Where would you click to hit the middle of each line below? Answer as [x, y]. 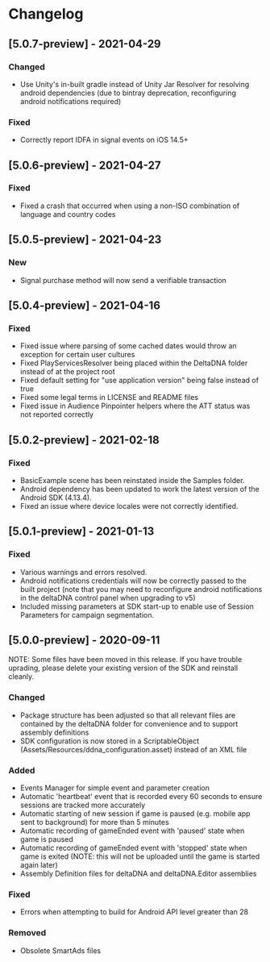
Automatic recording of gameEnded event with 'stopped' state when [133, 848]
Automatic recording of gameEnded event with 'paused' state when [132, 831]
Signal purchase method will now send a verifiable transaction [123, 280]
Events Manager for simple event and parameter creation [114, 788]
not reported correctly [57, 414]
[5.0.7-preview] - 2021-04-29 [85, 44]
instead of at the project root [67, 372]
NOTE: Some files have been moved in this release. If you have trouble [125, 660]
